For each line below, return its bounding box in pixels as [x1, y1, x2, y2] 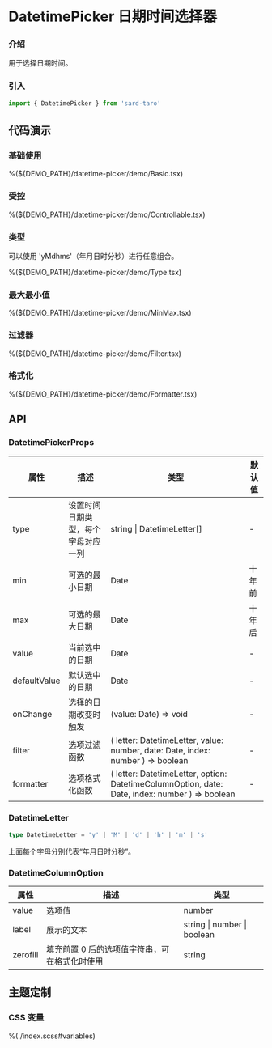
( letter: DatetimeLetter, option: [110, 768, 227, 779]
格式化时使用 [53, 956, 104, 967]
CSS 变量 [8, 1012, 45, 1024]
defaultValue [12, 675, 61, 686]
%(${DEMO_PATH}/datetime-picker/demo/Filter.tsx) [8, 349, 182, 359]
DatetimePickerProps [8, 437, 95, 448]
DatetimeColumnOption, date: [110, 778, 223, 789]
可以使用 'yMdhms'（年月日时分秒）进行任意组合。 [8, 251, 179, 261]
